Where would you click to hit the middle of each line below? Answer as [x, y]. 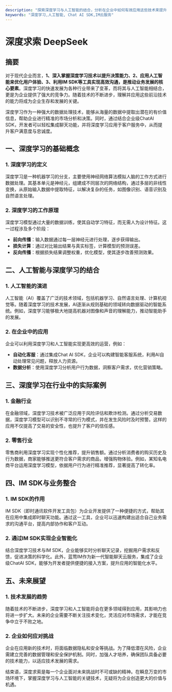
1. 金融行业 [18, 401]
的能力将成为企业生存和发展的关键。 [44, 101]
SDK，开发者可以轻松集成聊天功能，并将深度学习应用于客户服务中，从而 [82, 125]
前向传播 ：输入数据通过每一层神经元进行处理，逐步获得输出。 [78, 240]
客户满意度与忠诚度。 [32, 131]
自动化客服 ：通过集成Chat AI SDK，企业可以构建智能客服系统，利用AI [86, 355]
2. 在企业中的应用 [27, 332]
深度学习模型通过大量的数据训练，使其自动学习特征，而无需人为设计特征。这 [86, 222]
